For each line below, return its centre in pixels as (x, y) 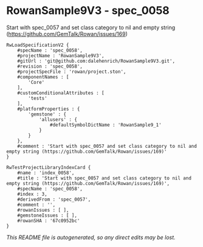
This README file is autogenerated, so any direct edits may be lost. (91, 237)
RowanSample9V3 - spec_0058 (88, 11)
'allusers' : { (58, 119)
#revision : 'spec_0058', (50, 66)
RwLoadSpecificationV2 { (38, 45)
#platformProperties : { (49, 109)
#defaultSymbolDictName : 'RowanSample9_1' (106, 125)
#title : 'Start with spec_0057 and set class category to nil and (104, 178)
